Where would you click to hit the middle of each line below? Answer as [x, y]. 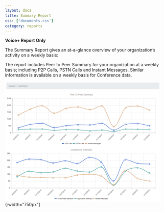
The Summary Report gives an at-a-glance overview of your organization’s [80, 50]
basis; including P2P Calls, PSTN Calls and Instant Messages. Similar [74, 70]
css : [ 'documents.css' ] [29, 21]
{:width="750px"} [23, 205]
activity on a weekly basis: [32, 55]
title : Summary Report [28, 15]
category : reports [24, 26]
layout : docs [18, 10]
